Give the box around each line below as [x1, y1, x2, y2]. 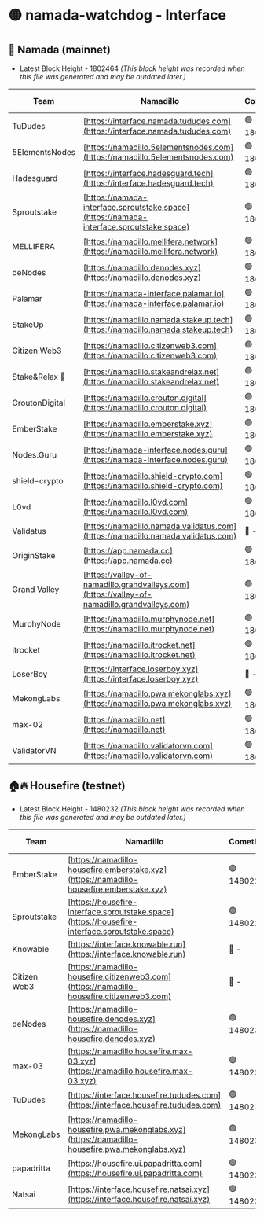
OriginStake [12, 550, 56, 561]
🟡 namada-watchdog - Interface [8, 6, 226, 24]
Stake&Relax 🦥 [12, 371, 66, 382]
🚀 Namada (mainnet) [8, 42, 112, 56]
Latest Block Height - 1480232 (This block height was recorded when [19, 803, 245, 814]
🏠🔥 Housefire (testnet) [8, 779, 126, 792]
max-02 [12, 719, 43, 730]
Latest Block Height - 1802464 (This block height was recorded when [19, 64, 245, 73]
